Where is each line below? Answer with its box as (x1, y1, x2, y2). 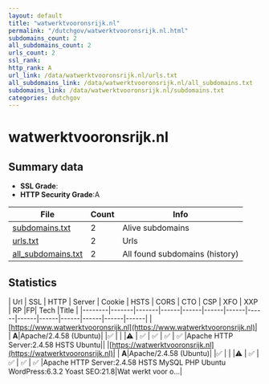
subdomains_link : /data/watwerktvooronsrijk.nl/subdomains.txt (8, 86, 225, 95)
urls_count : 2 (8, 49, 56, 57)
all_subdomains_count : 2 (8, 42, 92, 50)
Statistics (8, 276, 58, 289)
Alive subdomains (122, 222, 190, 233)
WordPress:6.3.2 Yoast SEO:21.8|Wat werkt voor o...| (8, 366, 183, 377)
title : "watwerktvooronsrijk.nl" (8, 19, 120, 27)
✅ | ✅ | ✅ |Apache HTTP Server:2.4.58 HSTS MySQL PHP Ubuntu (8, 358, 226, 367)
